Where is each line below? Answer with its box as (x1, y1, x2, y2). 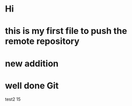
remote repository (5, 36, 80, 47)
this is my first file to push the (5, 26, 127, 37)
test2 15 (5, 96, 21, 102)
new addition (5, 58, 59, 69)
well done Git (5, 80, 59, 91)
